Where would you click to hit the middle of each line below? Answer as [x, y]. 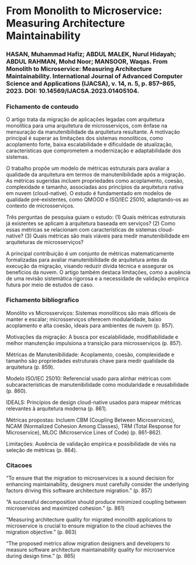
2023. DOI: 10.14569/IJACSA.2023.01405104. [73, 91]
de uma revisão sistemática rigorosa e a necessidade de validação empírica [97, 279]
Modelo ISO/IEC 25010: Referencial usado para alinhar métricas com [89, 378]
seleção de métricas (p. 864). [42, 450]
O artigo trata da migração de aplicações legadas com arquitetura [85, 119]
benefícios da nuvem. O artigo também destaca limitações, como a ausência [98, 272]
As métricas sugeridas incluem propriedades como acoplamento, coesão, [95, 181]
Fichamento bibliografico [42, 300]
